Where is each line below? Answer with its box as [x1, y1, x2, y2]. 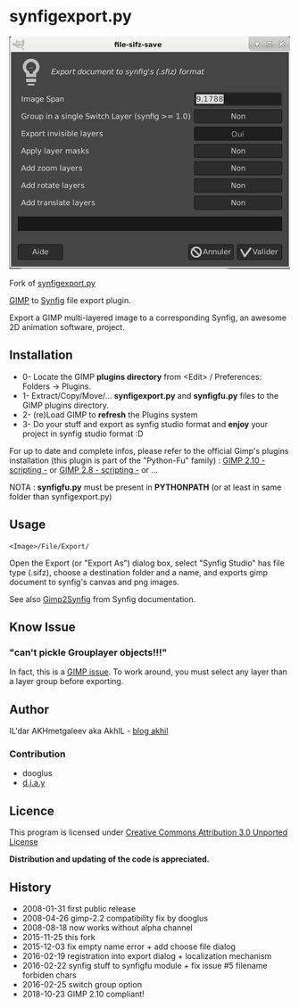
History [9, 880, 52, 895]
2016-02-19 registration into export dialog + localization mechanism [21, 950, 272, 961]
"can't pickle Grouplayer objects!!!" [9, 646, 168, 658]
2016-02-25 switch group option [21, 979, 143, 989]
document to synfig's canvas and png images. [9, 576, 180, 587]
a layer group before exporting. [9, 676, 124, 687]
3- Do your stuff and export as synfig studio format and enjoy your [21, 418, 269, 429]
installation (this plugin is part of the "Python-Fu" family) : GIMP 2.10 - [9, 455, 266, 466]
